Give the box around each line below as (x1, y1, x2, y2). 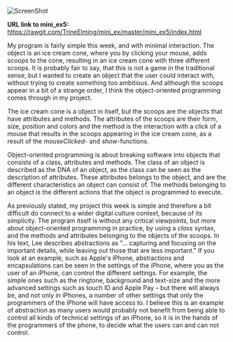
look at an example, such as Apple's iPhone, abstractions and (7, 254, 185, 262)
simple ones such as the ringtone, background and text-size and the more (7, 276, 220, 284)
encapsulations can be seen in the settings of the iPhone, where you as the (7, 261, 224, 270)
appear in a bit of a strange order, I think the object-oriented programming (7, 86, 221, 94)
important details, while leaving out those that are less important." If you (7, 246, 215, 254)
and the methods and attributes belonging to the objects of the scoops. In (7, 232, 220, 239)
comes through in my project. (7, 93, 92, 102)
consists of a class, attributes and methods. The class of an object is (7, 158, 205, 166)
